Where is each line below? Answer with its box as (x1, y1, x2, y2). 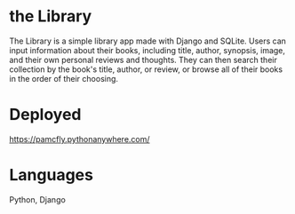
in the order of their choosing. (9, 73, 118, 83)
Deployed (9, 105, 82, 125)
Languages (9, 165, 93, 186)
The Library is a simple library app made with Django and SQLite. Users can (9, 36, 287, 46)
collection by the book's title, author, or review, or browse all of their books (9, 64, 283, 75)
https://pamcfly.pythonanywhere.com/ (9, 133, 150, 144)
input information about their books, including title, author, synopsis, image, (9, 44, 286, 55)
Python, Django (9, 194, 67, 205)
